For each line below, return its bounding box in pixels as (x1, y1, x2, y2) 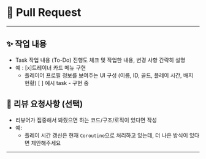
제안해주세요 (31, 139, 61, 146)
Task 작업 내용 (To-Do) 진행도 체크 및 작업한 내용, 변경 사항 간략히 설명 (15, 56, 186, 64)
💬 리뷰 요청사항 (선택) (6, 99, 83, 109)
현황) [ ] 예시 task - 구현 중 (24, 79, 89, 86)
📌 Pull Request (6, 6, 82, 20)
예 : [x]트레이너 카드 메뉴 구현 (15, 64, 86, 71)
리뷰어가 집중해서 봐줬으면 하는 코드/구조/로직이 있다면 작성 (15, 116, 158, 124)
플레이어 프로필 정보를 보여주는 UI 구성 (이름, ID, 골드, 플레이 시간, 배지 (24, 72, 194, 79)
